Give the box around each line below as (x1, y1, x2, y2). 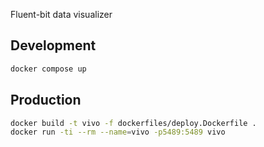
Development (10, 37, 97, 54)
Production (10, 92, 82, 109)
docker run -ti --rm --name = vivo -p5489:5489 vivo (10, 127, 226, 138)
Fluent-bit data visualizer (10, 9, 113, 20)
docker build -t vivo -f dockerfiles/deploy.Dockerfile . (10, 118, 257, 128)
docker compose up (10, 64, 87, 74)
